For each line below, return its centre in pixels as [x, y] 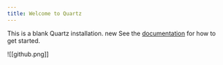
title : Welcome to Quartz [44, 13]
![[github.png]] [28, 54]
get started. [24, 40]
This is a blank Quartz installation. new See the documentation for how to [111, 33]
